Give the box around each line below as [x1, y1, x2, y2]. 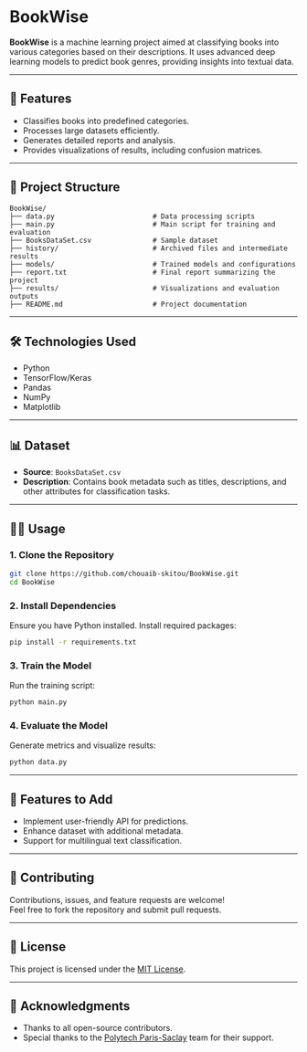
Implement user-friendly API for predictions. [22, 815, 189, 826]
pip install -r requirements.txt [9, 637, 137, 647]
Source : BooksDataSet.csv [22, 467, 122, 478]
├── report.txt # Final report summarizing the [9, 268, 276, 277]
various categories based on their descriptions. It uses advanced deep [9, 46, 276, 57]
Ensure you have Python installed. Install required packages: [9, 619, 237, 631]
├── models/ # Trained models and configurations [9, 259, 297, 268]
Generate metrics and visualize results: [9, 740, 157, 751]
